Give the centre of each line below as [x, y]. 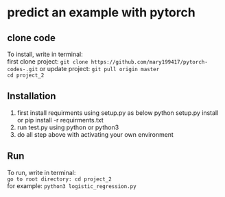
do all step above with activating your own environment [95, 134]
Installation [32, 96]
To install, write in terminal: [45, 54]
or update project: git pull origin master [99, 69]
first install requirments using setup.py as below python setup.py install [118, 113]
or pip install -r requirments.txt [60, 120]
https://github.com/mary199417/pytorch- [149, 62]
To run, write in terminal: [42, 172]
